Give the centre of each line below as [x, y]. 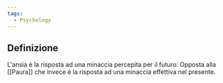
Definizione [33, 48]
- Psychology [32, 20]
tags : [15, 13]
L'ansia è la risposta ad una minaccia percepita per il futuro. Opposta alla [111, 65]
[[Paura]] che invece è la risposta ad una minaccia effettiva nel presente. [111, 72]
